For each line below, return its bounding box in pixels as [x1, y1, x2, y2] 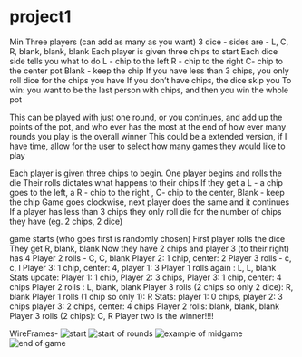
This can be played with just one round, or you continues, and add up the [9, 111, 283, 122]
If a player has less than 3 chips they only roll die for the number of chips [9, 206, 283, 217]
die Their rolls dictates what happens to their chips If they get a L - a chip [9, 177, 283, 188]
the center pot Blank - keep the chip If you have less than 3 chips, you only [9, 65, 290, 76]
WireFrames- [9, 328, 59, 339]
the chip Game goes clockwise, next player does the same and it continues [9, 197, 290, 207]
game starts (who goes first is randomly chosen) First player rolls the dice [9, 233, 286, 244]
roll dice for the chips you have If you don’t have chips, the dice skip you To [9, 74, 292, 85]
